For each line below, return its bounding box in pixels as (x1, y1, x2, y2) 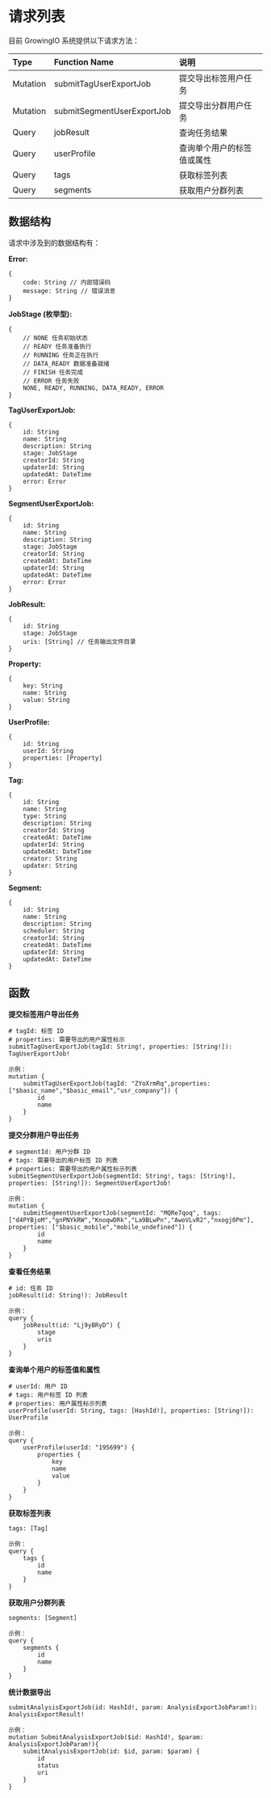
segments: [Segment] (8, 1614, 78, 1622)
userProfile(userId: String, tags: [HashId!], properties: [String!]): (8, 1407, 254, 1415)
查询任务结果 (178, 127, 228, 138)
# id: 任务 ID (8, 1284, 54, 1292)
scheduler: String (23, 927, 85, 935)
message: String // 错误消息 (23, 286, 116, 295)
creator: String (23, 854, 78, 862)
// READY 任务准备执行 (23, 342, 92, 350)
